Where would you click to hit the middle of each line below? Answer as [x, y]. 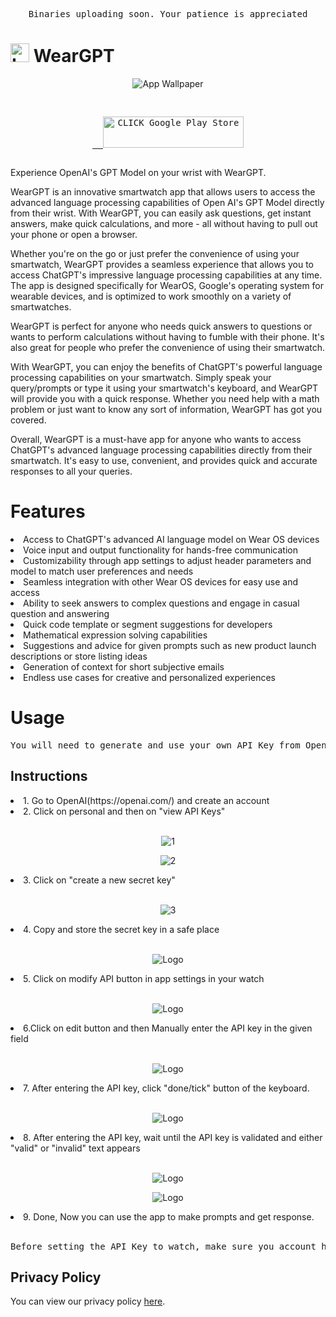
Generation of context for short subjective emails [124, 666]
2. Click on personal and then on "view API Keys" [124, 811]
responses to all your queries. [71, 471]
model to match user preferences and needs [102, 571]
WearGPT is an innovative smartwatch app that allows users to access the [163, 191]
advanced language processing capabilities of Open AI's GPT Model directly [167, 202]
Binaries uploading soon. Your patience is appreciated [168, 14]
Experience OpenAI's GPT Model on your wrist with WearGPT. [138, 172]
